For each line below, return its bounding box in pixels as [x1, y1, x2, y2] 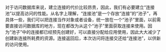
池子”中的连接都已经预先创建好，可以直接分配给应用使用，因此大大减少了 [11, 29, 161, 35]
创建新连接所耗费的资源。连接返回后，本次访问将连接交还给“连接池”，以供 [5, 35, 157, 41]
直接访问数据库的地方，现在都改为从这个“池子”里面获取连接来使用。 [9, 23, 148, 29]
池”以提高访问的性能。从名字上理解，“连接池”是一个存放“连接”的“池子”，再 [5, 10, 158, 16]
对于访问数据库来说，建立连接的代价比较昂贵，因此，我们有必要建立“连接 [5, 4, 155, 10]
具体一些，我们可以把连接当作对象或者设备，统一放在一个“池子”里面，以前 [5, 17, 157, 22]
